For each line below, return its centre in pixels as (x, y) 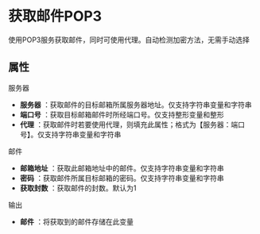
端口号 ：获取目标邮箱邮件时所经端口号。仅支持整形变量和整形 (122, 114)
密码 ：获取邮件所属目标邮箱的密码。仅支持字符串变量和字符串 (122, 178)
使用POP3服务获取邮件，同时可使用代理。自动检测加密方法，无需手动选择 (129, 40)
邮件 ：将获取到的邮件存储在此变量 (76, 221)
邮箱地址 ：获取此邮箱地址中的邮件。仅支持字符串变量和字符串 (122, 168)
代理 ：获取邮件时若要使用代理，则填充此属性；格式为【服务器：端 (129, 125)
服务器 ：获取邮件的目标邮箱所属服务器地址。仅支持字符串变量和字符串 (136, 105)
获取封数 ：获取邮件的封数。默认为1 (78, 188)
